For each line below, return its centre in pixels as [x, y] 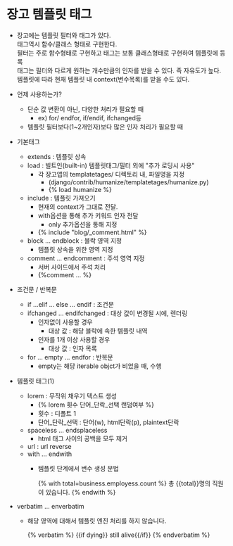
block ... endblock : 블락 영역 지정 [75, 241]
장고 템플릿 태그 [49, 14]
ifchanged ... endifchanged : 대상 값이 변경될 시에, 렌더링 [107, 313]
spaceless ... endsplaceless [67, 430]
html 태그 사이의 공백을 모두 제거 [83, 438]
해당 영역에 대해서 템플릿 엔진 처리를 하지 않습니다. [97, 521]
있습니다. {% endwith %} [81, 492]
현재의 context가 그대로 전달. [78, 207]
